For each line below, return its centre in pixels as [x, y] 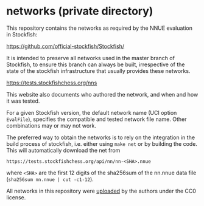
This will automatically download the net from [63, 150]
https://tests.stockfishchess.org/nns [52, 83]
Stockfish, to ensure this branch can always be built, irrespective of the [96, 64]
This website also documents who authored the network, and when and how [102, 94]
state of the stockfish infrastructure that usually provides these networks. [98, 70]
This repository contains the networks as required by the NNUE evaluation [100, 28]
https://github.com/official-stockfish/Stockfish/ [65, 46]
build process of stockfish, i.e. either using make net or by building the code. [102, 143]
